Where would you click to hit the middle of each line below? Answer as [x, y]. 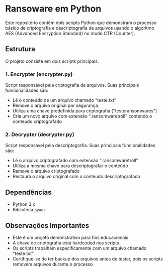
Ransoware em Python [53, 9]
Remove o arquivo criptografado [46, 171]
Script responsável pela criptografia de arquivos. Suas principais [72, 85]
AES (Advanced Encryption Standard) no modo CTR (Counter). [70, 33]
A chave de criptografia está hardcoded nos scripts [66, 243]
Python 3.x [24, 204]
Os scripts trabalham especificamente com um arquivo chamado [79, 248]
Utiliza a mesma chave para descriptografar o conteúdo [70, 166]
